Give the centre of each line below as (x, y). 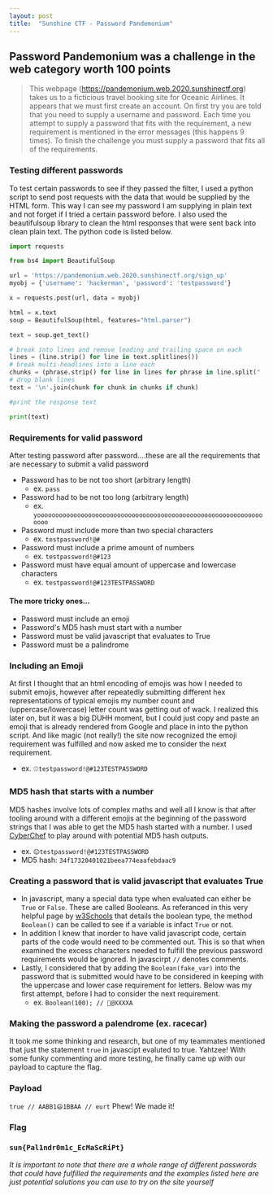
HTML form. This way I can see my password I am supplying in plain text (131, 205)
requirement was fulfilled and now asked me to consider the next (118, 744)
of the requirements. (63, 149)
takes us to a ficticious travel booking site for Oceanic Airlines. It (136, 98)
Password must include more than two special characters (117, 530)
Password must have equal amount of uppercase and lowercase (128, 565)
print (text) (29, 417)
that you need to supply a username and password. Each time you (140, 115)
